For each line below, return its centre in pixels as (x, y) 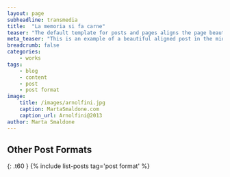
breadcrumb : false (33, 45)
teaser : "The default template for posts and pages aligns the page (107, 33)
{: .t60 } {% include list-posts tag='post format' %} (79, 166)
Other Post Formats (50, 149)
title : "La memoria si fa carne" (56, 26)
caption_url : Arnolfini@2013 (61, 115)
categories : (24, 52)
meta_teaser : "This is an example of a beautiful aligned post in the (110, 39)
